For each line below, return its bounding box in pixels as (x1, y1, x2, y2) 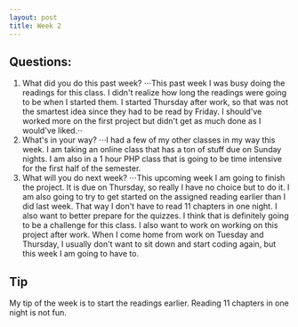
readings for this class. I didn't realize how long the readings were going (21, 87, 287, 98)
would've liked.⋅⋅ (21, 126, 83, 136)
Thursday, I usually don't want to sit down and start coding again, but (21, 239, 277, 249)
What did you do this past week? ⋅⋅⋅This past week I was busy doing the (21, 78, 286, 89)
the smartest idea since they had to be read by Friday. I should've (21, 106, 262, 117)
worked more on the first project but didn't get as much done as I (21, 116, 262, 127)
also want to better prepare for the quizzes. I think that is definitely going (21, 210, 289, 221)
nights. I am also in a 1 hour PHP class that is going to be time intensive (21, 153, 283, 165)
